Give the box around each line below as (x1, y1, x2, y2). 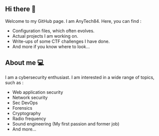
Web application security (12, 89, 63, 95)
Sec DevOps (12, 100, 38, 106)
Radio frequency (12, 115, 46, 122)
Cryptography (12, 110, 41, 116)
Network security (12, 94, 48, 100)
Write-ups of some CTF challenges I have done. (12, 38, 110, 44)
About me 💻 (5, 59, 44, 67)
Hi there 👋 (5, 5, 36, 13)
